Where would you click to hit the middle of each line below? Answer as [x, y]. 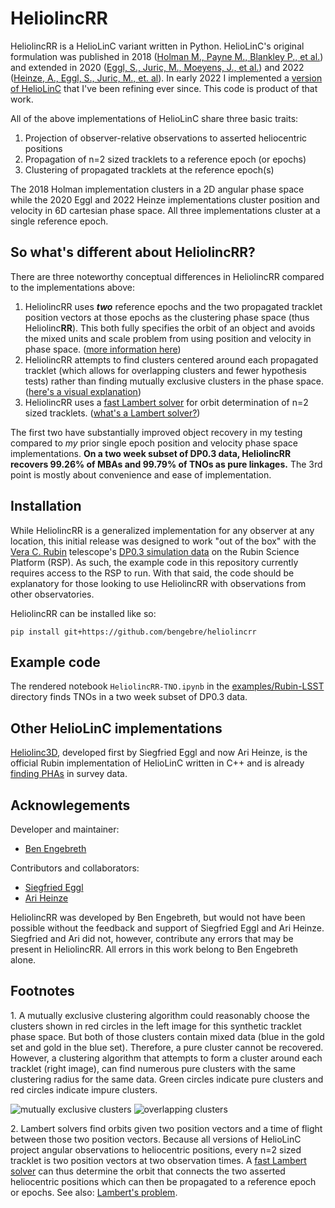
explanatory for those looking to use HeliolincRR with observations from [158, 583]
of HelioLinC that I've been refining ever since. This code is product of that [164, 88]
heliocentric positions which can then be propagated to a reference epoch [163, 1181]
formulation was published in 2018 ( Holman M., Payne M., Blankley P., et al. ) [167, 56]
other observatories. [52, 594]
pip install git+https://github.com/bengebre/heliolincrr [133, 632]
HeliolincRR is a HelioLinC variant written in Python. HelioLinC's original [157, 46]
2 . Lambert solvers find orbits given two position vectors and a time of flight [166, 1128]
